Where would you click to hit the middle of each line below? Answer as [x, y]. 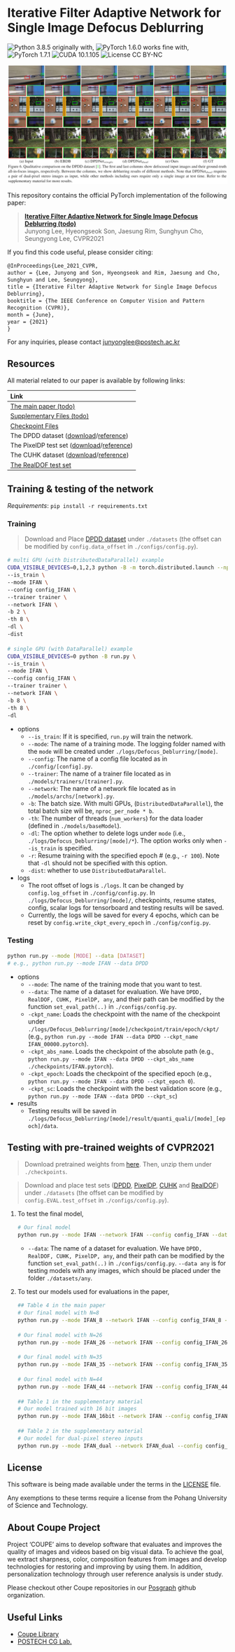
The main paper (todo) [43, 406]
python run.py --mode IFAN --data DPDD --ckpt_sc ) [103, 1096]
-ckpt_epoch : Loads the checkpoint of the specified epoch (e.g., [120, 1073]
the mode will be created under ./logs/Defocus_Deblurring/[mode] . [123, 751]
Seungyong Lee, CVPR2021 [64, 238]
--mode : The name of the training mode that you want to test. [115, 984]
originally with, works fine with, [121, 47]
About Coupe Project [54, 1528]
